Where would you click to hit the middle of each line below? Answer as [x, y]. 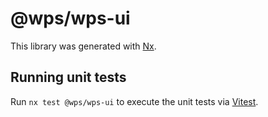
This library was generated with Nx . [83, 46]
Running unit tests [68, 77]
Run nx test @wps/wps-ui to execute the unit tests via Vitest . [134, 101]
